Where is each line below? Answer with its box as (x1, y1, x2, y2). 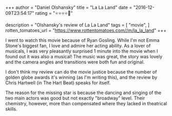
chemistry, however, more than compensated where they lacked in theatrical (5, 101, 167, 106)
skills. (5, 106, 17, 112)
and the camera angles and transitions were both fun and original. (5, 59, 145, 65)
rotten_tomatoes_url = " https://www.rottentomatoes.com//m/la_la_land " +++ (5, 28, 167, 33)
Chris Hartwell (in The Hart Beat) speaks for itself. (5, 80, 111, 86)
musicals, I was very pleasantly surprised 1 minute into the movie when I (5, 48, 158, 54)
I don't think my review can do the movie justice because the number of (5, 69, 157, 75)
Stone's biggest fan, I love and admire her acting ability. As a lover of (5, 43, 151, 49)
